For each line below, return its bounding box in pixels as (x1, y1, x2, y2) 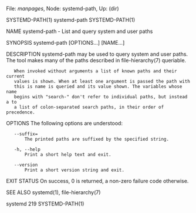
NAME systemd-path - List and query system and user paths (6, 28, 153, 35)
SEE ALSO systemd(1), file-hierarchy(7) (6, 189, 101, 196)
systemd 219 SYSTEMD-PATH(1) (6, 200, 85, 207)
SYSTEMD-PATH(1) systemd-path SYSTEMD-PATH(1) (6, 16, 136, 23)
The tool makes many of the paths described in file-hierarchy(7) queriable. (6, 57, 187, 64)
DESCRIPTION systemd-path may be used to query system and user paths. (6, 51, 188, 58)
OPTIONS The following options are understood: (6, 120, 123, 127)
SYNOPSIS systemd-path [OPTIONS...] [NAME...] (6, 39, 125, 46)
